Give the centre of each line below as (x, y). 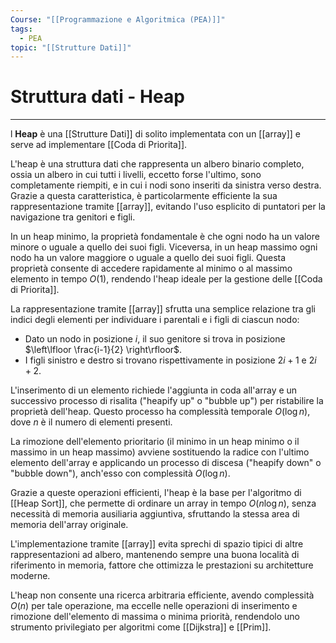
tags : (21, 29)
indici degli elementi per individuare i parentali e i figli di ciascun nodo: (155, 320)
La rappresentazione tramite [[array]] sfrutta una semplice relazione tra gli (163, 309)
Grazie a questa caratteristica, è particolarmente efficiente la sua (144, 196)
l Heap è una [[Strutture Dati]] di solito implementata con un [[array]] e (156, 134)
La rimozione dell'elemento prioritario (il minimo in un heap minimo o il (155, 442)
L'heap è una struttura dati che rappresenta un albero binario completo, (157, 164)
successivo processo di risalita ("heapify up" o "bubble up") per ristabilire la (167, 401)
